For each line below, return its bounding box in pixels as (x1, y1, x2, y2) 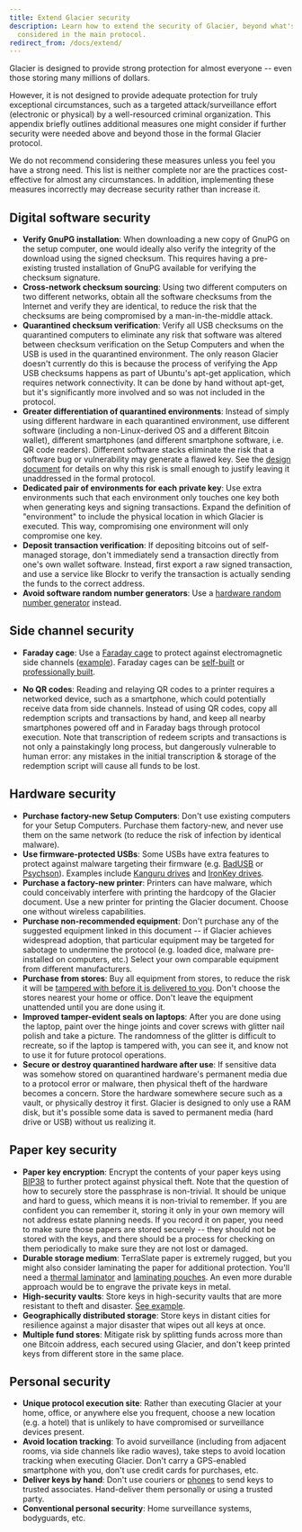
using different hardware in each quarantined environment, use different (22, 416, 290, 427)
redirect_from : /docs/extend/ (9, 38, 123, 48)
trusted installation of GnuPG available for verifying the (53, 263, 257, 274)
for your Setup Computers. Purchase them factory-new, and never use (22, 820, 284, 831)
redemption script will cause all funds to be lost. (22, 760, 200, 771)
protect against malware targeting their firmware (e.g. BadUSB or (22, 858, 263, 869)
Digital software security (9, 210, 151, 225)
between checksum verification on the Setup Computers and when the (22, 339, 285, 350)
